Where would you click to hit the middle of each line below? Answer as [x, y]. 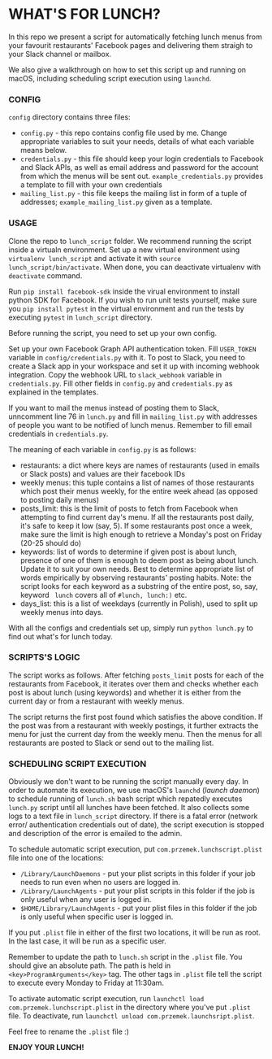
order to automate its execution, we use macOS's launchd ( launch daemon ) [134, 791]
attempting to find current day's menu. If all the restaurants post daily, [137, 516]
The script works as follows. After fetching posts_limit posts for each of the [136, 675]
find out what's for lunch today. [61, 636]
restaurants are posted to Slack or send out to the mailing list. [111, 743]
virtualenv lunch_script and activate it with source [95, 258]
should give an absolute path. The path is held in [90, 965]
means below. [43, 150]
